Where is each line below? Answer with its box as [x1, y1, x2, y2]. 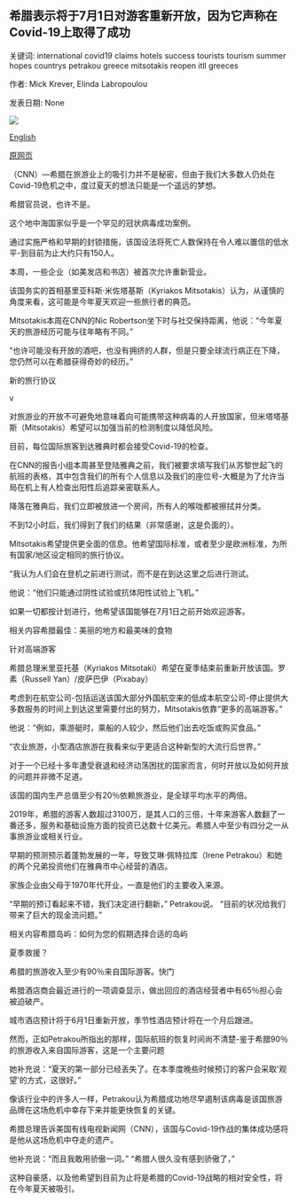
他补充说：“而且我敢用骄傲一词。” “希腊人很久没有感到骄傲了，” [9, 1153, 235, 1164]
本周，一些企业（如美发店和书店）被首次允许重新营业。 [9, 266, 211, 277]
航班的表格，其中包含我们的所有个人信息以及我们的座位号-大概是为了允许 [9, 471, 278, 481]
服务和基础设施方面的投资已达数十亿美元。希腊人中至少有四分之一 [39, 819, 281, 831]
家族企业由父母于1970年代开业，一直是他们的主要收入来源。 [9, 879, 229, 890]
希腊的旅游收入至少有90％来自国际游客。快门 [9, 965, 175, 977]
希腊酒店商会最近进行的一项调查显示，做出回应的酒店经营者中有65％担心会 [9, 985, 283, 995]
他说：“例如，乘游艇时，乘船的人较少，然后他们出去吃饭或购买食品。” [9, 722, 262, 733]
